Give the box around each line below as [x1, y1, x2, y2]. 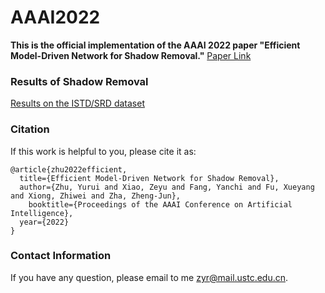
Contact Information [10, 249, 112, 263]
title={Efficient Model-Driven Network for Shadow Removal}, [19, 173, 280, 183]
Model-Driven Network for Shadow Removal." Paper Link [10, 49, 252, 61]
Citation [10, 122, 50, 136]
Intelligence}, [10, 208, 74, 218]
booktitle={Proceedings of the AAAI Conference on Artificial [28, 199, 293, 210]
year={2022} [19, 217, 70, 227]
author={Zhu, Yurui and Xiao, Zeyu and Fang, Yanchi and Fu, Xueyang [19, 182, 315, 192]
